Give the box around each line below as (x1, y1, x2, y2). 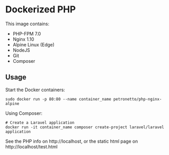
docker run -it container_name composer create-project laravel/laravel (5, 125, 164, 130)
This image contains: (5, 21, 50, 27)
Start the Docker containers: (5, 87, 65, 93)
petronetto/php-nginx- (113, 96, 162, 101)
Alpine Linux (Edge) (12, 41, 55, 47)
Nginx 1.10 (12, 36, 34, 42)
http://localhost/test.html (5, 143, 58, 150)
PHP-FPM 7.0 (12, 30, 41, 37)
